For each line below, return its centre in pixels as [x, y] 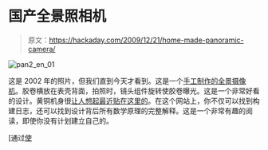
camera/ [41, 49]
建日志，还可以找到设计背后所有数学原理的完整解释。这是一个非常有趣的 [127, 111]
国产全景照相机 [57, 16]
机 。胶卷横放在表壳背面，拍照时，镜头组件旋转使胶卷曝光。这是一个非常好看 [134, 91]
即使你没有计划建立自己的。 [67, 120]
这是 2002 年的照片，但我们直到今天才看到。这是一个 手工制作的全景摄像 [127, 81]
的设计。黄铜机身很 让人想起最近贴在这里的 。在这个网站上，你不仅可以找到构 [134, 101]
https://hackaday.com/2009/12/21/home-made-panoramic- [146, 40]
